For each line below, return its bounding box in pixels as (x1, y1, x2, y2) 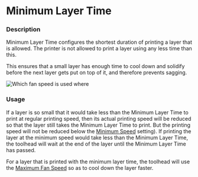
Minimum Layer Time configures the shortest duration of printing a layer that (6, 38, 193, 46)
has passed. (6, 146, 36, 153)
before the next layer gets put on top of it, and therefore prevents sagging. (6, 69, 187, 76)
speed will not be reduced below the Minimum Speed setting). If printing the (6, 127, 191, 134)
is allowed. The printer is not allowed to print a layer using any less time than (6, 45, 192, 52)
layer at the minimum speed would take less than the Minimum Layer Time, (6, 134, 188, 141)
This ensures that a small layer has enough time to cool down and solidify (6, 63, 185, 70)
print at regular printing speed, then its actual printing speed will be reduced (6, 115, 191, 122)
